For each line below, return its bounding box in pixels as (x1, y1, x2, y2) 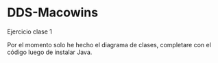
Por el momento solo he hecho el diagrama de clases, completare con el (7, 40, 211, 49)
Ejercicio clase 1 (7, 27, 53, 36)
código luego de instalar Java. (7, 48, 93, 56)
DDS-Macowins (7, 5, 98, 21)
